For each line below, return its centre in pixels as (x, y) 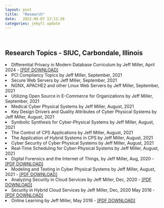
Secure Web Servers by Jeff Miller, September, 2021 (64, 80)
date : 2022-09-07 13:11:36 (35, 19)
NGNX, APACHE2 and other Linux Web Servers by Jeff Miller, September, (85, 86)
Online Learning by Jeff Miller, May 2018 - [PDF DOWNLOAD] (73, 201)
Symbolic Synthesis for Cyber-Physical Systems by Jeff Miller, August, (83, 122)
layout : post (18, 10)
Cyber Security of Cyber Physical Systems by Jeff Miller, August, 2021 (82, 143)
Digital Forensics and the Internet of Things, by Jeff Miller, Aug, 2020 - (83, 159)
